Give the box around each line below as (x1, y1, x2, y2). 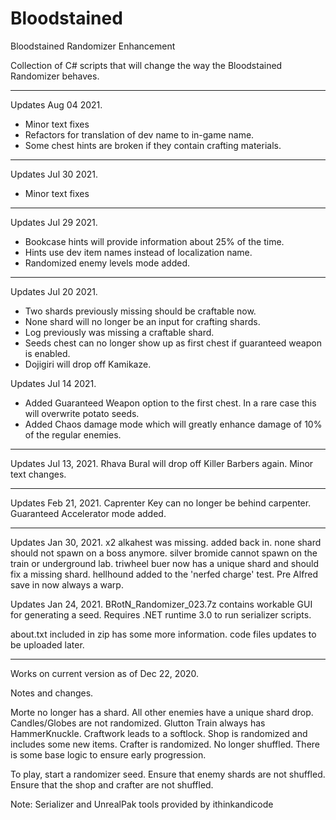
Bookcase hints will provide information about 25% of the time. (24, 235, 285, 247)
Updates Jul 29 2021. (10, 216, 98, 228)
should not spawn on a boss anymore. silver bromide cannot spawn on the (10, 547, 318, 559)
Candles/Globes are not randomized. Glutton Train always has (10, 717, 266, 729)
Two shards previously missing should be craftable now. (24, 305, 257, 317)
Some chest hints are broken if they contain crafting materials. (24, 139, 282, 151)
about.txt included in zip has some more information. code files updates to (10, 628, 317, 640)
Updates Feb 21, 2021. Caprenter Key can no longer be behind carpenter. (10, 497, 312, 509)
